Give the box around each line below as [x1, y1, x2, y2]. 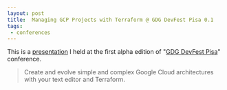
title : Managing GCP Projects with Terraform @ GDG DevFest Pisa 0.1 [7, 16, 214, 23]
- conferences [10, 29, 51, 36]
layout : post [7, 10, 45, 17]
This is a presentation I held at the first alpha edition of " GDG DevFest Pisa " [7, 48, 221, 56]
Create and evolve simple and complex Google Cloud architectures [23, 68, 214, 76]
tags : [7, 22, 23, 29]
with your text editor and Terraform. [23, 76, 126, 84]
